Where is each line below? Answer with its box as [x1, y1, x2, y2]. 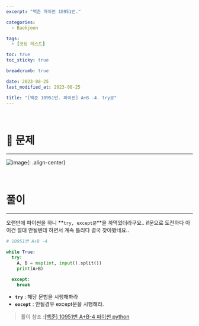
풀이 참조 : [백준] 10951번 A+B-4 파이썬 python [20, 313, 130, 320]
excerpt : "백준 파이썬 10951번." [6, 8, 81, 15]
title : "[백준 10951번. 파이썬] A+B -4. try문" [6, 95, 117, 101]
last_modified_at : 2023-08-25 [6, 84, 81, 90]
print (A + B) [17, 266, 44, 272]
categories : [6, 19, 36, 25]
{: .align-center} [27, 159, 66, 166]
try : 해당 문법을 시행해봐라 [14, 293, 78, 301]
